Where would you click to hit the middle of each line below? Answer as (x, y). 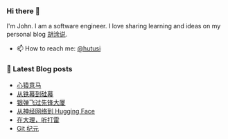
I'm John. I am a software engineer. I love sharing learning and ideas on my (114, 26)
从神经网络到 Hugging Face (55, 111)
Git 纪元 (28, 128)
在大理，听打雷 (38, 120)
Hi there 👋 (24, 11)
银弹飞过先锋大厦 (41, 102)
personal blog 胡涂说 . (37, 35)
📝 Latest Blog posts (40, 69)
